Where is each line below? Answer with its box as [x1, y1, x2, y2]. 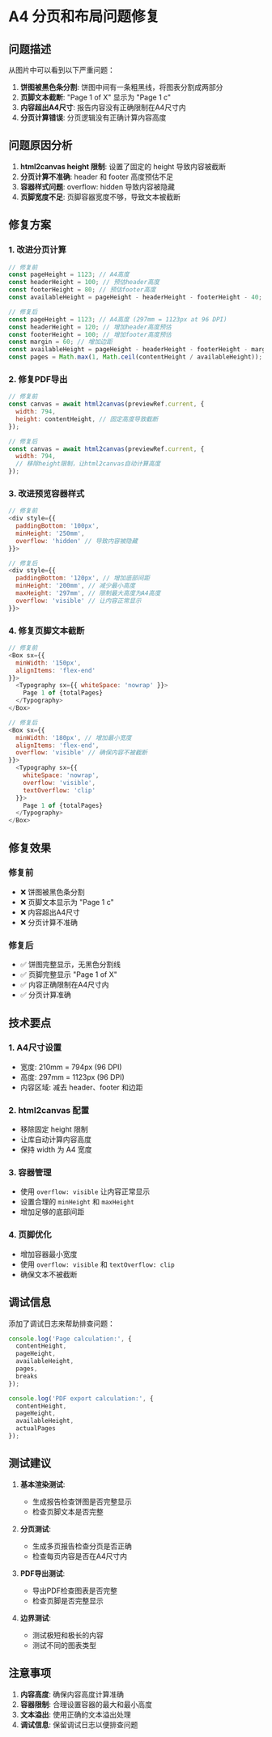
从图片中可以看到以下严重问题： [8, 66, 115, 74]
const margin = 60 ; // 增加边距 [8, 338, 113, 346]
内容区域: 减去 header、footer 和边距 [19, 1082, 143, 1092]
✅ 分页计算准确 [19, 990, 71, 1000]
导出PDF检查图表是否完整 [32, 1586, 117, 1595]
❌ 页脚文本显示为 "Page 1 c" [19, 897, 115, 907]
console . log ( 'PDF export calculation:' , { [8, 1394, 154, 1403]
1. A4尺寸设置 [8, 1042, 62, 1053]
